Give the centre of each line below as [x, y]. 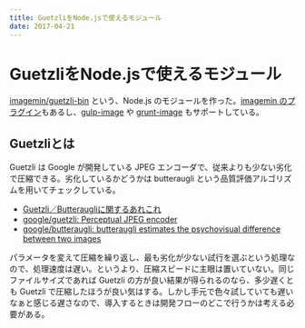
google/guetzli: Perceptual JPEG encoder [100, 220]
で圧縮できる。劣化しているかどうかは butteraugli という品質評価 [131, 179]
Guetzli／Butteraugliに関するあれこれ [92, 209]
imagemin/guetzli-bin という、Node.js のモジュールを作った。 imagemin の [148, 101]
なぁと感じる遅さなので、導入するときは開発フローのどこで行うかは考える [148, 303]
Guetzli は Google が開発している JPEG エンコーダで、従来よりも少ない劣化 [151, 167]
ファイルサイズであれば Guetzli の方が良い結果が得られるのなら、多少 [140, 280]
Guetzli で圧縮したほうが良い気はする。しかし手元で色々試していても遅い [157, 292]
